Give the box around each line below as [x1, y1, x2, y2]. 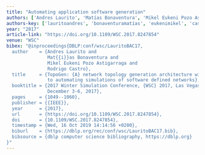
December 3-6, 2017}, [47, 88, 103, 95]
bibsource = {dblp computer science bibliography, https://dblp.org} [12, 134, 192, 140]
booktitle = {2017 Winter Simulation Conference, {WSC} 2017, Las [12, 83, 184, 89]
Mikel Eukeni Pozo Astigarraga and [47, 60, 138, 66]
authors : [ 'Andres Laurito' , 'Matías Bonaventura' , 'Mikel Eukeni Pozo [6, 15, 192, 21]
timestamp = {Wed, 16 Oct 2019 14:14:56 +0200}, [12, 123, 138, 129]
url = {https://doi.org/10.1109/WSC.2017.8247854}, [12, 111, 163, 117]
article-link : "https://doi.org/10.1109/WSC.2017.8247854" [6, 32, 160, 38]
